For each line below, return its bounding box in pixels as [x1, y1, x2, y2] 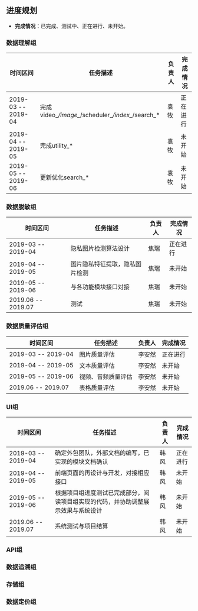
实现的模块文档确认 [55, 458, 108, 465]
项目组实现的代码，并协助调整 [61, 497, 144, 506]
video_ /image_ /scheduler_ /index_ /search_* [40, 111, 160, 119]
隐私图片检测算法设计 [70, 244, 130, 253]
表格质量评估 [79, 383, 115, 392]
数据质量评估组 [6, 322, 49, 330]
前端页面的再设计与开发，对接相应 [55, 469, 150, 477]
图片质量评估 [79, 350, 115, 358]
